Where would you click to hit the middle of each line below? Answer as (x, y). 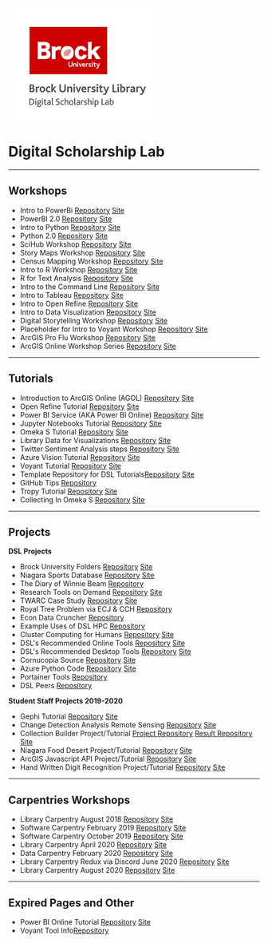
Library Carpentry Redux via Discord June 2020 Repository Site (124, 862)
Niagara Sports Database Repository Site (87, 575)
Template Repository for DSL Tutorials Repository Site (107, 474)
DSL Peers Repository (56, 686)
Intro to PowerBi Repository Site (72, 210)
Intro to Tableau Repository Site (71, 295)
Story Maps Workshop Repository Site (83, 252)
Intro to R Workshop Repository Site (79, 269)
